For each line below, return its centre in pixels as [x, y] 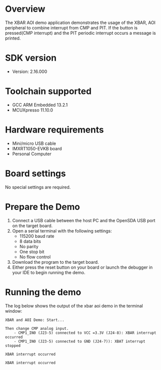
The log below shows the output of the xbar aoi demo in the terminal [74, 306]
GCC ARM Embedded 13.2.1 [40, 105]
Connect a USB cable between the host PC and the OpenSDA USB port [84, 220]
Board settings [35, 173]
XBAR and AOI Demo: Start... [35, 320]
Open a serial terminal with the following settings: [62, 231]
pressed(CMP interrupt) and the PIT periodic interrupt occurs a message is [80, 33]
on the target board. [32, 226]
